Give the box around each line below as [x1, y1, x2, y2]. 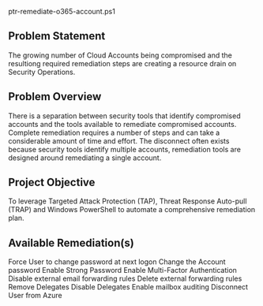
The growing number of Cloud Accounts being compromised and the [8, 50, 233, 60]
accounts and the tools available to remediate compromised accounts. [8, 119, 237, 129]
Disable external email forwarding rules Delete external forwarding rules [8, 274, 242, 283]
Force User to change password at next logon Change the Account [8, 257, 227, 267]
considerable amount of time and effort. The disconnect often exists [8, 136, 230, 145]
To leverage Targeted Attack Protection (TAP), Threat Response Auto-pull [8, 196, 247, 206]
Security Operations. [8, 67, 76, 76]
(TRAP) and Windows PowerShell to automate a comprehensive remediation [8, 205, 256, 215]
